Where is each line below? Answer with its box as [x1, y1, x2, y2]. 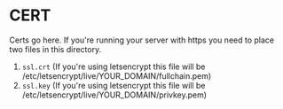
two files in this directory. [9, 43, 102, 54]
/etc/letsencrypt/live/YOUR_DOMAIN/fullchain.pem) [21, 70, 212, 81]
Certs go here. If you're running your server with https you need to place [9, 35, 275, 45]
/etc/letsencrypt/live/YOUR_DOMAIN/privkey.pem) [21, 90, 207, 100]
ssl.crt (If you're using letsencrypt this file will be [21, 61, 206, 72]
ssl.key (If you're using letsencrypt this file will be [21, 80, 206, 90]
